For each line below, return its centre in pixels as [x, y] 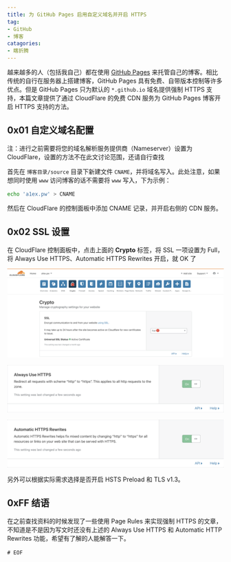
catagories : [24, 44]
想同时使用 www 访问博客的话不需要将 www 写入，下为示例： [89, 180]
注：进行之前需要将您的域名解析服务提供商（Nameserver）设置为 [100, 148]
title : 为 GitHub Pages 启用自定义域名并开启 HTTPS [77, 14]
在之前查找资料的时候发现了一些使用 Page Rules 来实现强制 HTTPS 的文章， [114, 521]
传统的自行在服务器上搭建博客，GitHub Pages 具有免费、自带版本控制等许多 [115, 81]
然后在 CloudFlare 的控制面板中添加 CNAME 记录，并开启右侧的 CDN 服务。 [114, 208]
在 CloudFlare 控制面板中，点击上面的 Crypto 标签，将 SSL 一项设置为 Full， [115, 250]
